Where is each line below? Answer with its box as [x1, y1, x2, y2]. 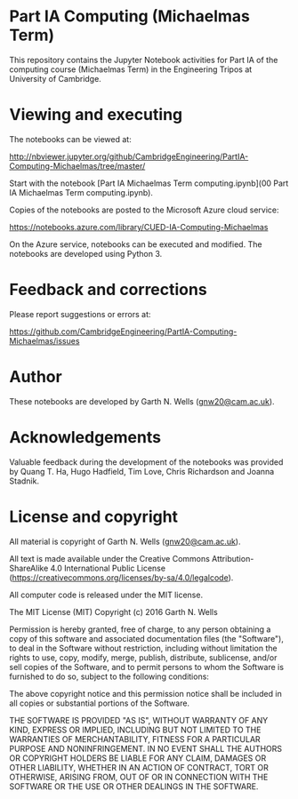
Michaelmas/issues [9, 335, 80, 346]
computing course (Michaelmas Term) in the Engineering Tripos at [9, 64, 253, 75]
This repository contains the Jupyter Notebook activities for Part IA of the [9, 54, 278, 65]
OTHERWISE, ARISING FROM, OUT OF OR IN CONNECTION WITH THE [9, 771, 269, 782]
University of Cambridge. [9, 73, 102, 84]
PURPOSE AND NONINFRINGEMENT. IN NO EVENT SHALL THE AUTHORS [9, 743, 283, 754]
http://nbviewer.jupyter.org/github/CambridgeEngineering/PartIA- [9, 151, 249, 162]
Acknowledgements [9, 427, 162, 447]
